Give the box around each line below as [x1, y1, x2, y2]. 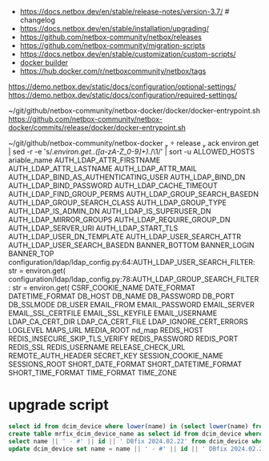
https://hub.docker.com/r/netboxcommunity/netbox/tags [19, 66, 207, 75]
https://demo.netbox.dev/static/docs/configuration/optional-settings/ [8, 82, 236, 91]
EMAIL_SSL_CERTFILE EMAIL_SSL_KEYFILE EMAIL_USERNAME [8, 308, 218, 318]
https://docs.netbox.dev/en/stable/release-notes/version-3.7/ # [19, 7, 230, 16]
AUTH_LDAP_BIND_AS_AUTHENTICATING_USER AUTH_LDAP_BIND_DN [8, 172, 246, 182]
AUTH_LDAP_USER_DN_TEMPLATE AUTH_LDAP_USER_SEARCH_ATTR [8, 232, 242, 241]
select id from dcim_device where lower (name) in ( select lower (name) [8, 422, 249, 431]
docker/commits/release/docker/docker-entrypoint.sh [8, 123, 187, 132]
